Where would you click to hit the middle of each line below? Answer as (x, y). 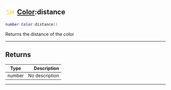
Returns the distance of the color (40, 34)
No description (44, 76)
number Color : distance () (32, 24)
